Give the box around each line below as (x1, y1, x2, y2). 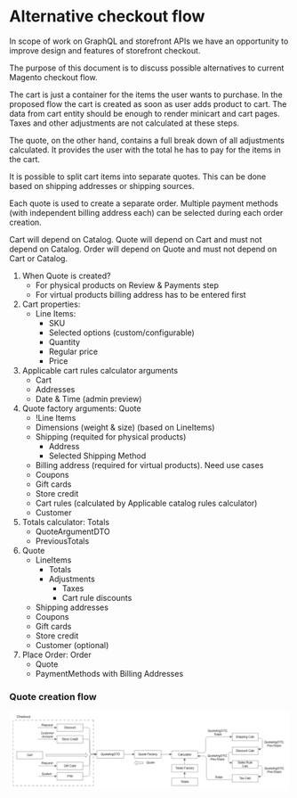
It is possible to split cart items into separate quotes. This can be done (9, 171, 267, 182)
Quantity (48, 336, 81, 347)
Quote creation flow (9, 690, 97, 703)
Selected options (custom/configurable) (48, 327, 196, 338)
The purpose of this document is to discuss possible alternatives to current (9, 62, 285, 73)
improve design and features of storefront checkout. (9, 45, 201, 55)
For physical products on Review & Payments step (35, 279, 220, 291)
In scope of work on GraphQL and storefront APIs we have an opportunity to (9, 36, 289, 46)
